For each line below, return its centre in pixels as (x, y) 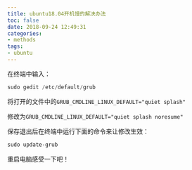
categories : (25, 33)
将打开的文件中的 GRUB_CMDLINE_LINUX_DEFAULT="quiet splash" (97, 101)
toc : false (23, 20)
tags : (15, 46)
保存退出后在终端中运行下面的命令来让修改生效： (78, 131)
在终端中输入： (29, 74)
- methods (22, 40)
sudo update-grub (33, 145)
